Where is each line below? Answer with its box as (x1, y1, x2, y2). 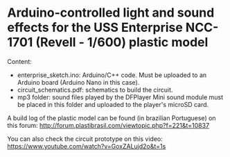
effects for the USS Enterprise (7, 19, 184, 35)
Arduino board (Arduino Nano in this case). (17, 78, 140, 86)
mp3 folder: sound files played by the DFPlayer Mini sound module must (17, 92, 224, 101)
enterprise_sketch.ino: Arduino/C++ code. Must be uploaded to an (17, 71, 207, 79)
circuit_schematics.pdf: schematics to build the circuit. (17, 85, 173, 94)
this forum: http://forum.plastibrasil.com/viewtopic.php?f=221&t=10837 (7, 121, 210, 129)
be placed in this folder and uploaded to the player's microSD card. (17, 100, 209, 108)
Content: (7, 57, 33, 65)
